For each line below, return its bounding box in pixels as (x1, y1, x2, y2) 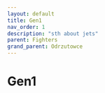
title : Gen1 (7, 17, 42, 24)
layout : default (7, 10, 55, 18)
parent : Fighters (7, 37, 58, 44)
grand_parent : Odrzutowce (7, 43, 83, 50)
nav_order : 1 (7, 23, 45, 30)
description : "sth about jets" (7, 30, 99, 37)
